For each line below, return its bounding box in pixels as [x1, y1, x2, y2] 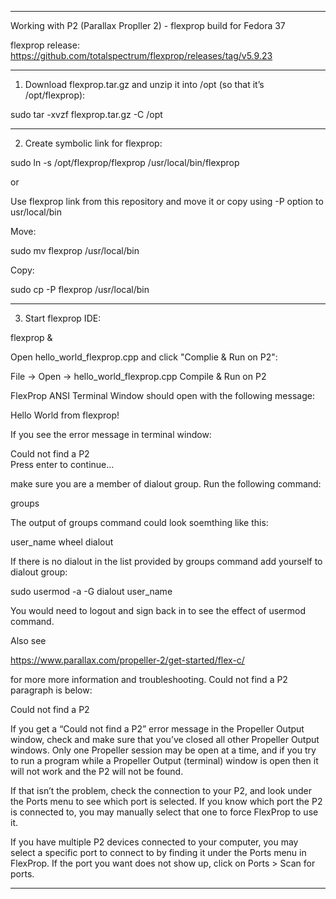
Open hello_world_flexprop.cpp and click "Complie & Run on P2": [10, 351, 278, 363]
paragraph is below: [10, 684, 93, 696]
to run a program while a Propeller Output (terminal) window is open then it [10, 755, 319, 766]
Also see [10, 635, 47, 646]
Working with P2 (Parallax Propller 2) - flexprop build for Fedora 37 [10, 20, 286, 31]
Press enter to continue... [10, 459, 115, 470]
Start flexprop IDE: [24, 312, 102, 324]
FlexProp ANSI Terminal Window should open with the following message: [10, 390, 315, 401]
